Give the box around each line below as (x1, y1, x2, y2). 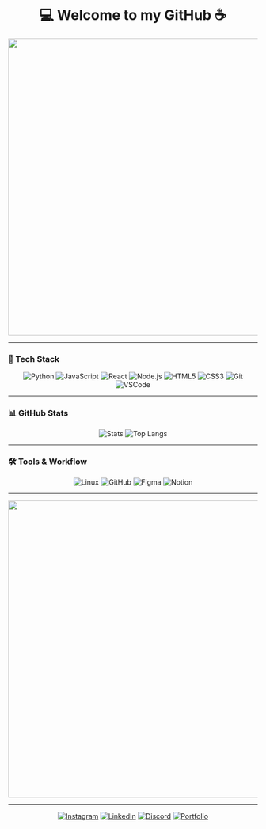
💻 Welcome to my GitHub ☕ (39, 6, 227, 25)
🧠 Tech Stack (8, 353, 60, 364)
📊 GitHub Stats (8, 408, 69, 419)
